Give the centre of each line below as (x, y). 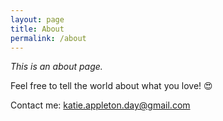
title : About (37, 29)
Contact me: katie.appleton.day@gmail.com (100, 105)
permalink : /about (48, 38)
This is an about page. (56, 67)
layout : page (37, 19)
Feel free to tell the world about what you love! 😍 (111, 86)
